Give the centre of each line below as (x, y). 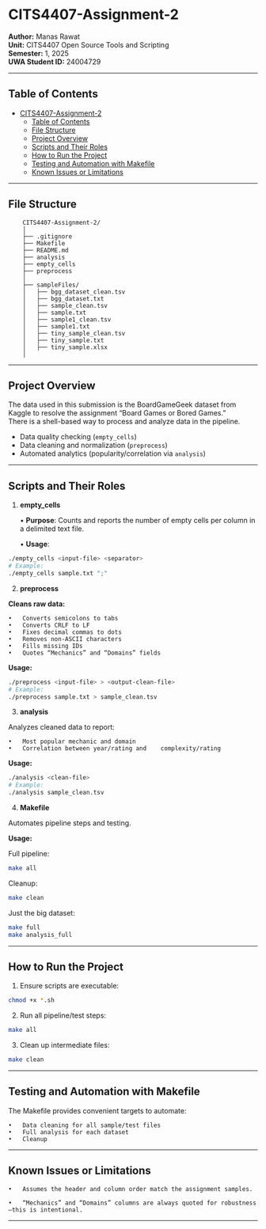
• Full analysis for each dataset (68, 1132)
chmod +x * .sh (32, 1000)
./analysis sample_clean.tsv (56, 793)
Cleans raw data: (37, 604)
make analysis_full (40, 935)
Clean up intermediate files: (65, 1045)
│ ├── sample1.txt (56, 326)
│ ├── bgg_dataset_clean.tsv (74, 292)
